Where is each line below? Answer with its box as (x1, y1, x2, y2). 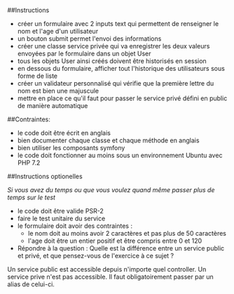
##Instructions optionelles (7, 172, 83, 180)
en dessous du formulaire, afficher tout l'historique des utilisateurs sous (17, 65, 226, 72)
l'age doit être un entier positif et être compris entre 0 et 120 (27, 236, 202, 245)
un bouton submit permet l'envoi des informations (17, 34, 162, 43)
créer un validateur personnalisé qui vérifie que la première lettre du (17, 79, 214, 87)
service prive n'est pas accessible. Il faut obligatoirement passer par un (7, 273, 214, 281)
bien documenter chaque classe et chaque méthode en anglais (17, 136, 200, 145)
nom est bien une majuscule (17, 87, 99, 95)
